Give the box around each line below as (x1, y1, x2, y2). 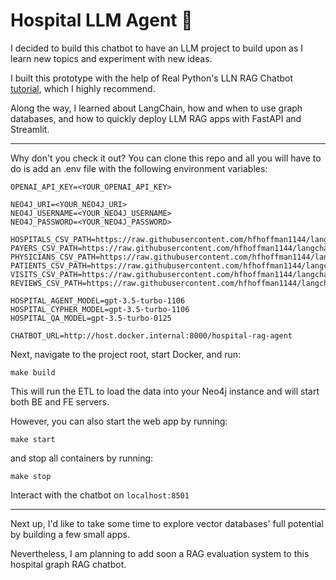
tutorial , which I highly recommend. (10, 82, 156, 94)
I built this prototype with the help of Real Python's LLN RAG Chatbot (10, 72, 294, 84)
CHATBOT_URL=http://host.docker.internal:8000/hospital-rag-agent (10, 330, 293, 341)
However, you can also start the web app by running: (10, 415, 228, 427)
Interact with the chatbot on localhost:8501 (10, 489, 190, 501)
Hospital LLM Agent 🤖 (10, 9, 193, 32)
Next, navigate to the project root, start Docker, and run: (10, 348, 242, 360)
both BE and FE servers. (10, 395, 110, 408)
